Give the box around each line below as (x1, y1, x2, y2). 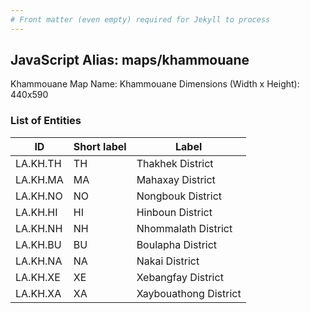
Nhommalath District (136, 221, 233, 235)
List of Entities (10, 114, 82, 128)
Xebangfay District (136, 270, 224, 284)
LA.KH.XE (15, 270, 61, 284)
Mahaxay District (136, 172, 216, 186)
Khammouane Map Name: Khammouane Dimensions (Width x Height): (10, 78, 300, 90)
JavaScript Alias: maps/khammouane (10, 52, 250, 69)
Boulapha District (136, 237, 218, 251)
